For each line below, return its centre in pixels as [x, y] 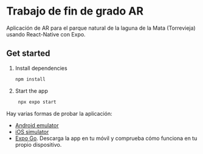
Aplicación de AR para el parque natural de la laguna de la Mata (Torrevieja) [101, 28]
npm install [30, 79]
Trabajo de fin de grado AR [75, 11]
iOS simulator [32, 132]
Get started [28, 54]
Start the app [32, 91]
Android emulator [37, 125]
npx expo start [37, 102]
